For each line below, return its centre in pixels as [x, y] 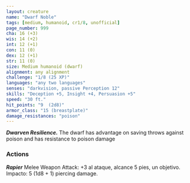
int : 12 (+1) [22, 45]
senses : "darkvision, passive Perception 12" [63, 89]
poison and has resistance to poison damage [61, 139]
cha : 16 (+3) [22, 34]
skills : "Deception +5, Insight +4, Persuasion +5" [71, 94]
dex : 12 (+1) [22, 55]
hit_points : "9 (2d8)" [35, 105]
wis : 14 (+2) [22, 39]
